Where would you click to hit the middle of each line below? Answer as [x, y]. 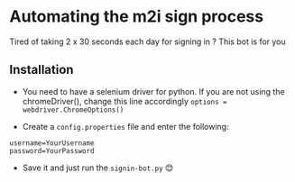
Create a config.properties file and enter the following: [125, 126]
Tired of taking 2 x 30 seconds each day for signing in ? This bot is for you [147, 41]
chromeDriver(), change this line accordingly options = [124, 101]
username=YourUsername [52, 143]
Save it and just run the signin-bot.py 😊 [98, 168]
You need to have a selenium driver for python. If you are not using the [154, 91]
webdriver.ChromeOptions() [73, 110]
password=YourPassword [52, 150]
